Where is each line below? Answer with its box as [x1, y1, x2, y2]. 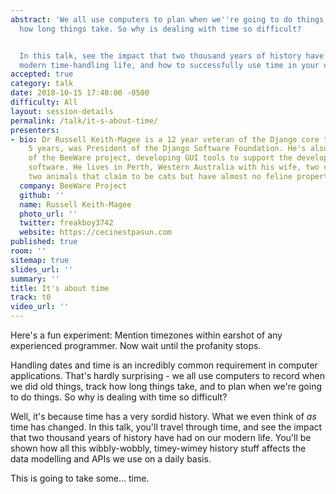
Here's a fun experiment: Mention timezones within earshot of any [10, 329, 283, 341]
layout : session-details [10, 106, 114, 116]
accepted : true [10, 69, 74, 80]
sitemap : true [10, 255, 70, 265]
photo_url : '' [19, 209, 78, 219]
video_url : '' [10, 302, 70, 312]
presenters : [10, 125, 60, 135]
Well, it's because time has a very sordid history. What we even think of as [10, 411, 317, 422]
